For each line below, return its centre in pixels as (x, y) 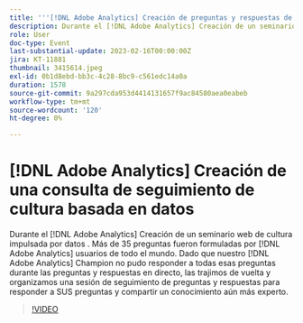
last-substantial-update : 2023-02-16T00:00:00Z (101, 51)
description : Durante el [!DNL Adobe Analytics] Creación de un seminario (153, 26)
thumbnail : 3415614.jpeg (56, 69)
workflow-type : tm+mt (50, 102)
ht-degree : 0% (36, 118)
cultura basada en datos (102, 209)
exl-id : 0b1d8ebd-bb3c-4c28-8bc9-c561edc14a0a (98, 77)
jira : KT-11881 (38, 60)
